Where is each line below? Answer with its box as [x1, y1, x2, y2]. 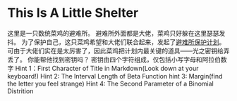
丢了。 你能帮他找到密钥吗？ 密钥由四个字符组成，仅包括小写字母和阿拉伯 [7, 55, 221, 64]
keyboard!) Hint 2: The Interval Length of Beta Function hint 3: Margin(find [7, 72, 223, 80]
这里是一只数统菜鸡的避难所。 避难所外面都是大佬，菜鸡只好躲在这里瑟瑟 [7, 29, 219, 37]
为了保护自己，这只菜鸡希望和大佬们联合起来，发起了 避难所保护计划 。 [20, 37, 226, 46]
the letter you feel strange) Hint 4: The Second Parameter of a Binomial [7, 79, 214, 88]
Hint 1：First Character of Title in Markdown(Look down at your [15, 64, 199, 72]
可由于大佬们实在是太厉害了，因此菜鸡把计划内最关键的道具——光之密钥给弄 [7, 46, 230, 55]
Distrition [7, 86, 34, 95]
